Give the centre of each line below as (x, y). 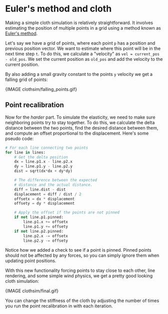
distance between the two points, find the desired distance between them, (82, 128)
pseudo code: (19, 138)
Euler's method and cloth (58, 9)
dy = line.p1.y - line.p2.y (43, 166)
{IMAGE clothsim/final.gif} (32, 291)
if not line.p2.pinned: (39, 231)
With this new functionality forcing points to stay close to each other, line (80, 271)
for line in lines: (25, 152)
